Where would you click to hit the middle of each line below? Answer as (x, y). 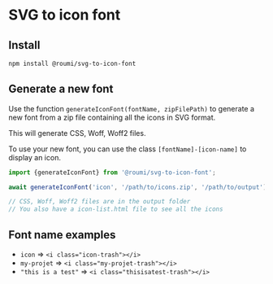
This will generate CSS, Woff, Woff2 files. (77, 133)
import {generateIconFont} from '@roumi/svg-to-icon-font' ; (113, 173)
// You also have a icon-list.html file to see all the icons (116, 209)
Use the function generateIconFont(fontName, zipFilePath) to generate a (131, 108)
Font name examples (62, 235)
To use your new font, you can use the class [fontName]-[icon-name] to (128, 149)
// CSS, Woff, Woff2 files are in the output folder (100, 202)
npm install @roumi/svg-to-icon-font (72, 63)
